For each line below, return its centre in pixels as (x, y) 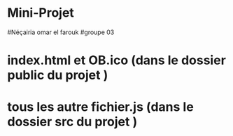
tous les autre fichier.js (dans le (100, 107)
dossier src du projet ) (72, 122)
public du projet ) (58, 75)
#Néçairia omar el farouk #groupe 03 (61, 32)
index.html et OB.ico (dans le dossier (116, 60)
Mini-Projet (41, 13)
